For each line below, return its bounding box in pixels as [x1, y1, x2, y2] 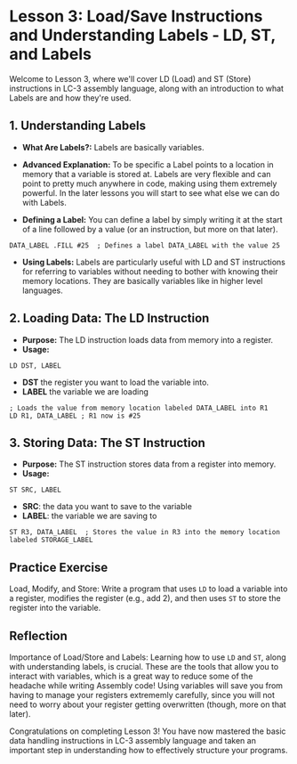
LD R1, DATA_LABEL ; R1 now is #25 [9, 411, 141, 420]
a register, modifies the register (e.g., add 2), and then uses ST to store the [9, 593, 282, 604]
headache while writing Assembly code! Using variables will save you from [9, 680, 283, 691]
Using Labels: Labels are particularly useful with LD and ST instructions [21, 256, 286, 267]
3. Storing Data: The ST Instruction [9, 435, 206, 451]
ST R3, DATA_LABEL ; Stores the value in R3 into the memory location [9, 528, 280, 537]
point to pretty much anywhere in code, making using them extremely [21, 178, 277, 189]
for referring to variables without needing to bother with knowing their [21, 265, 278, 277]
